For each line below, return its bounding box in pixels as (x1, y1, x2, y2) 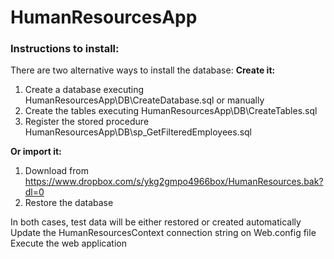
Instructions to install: (10, 42, 120, 56)
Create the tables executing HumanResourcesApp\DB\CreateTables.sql (24, 105, 318, 117)
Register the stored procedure (24, 116, 150, 128)
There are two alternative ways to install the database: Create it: (10, 64, 276, 76)
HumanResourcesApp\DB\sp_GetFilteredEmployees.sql (24, 126, 253, 138)
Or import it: (10, 146, 62, 158)
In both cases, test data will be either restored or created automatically (10, 216, 302, 228)
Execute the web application (10, 237, 127, 250)
